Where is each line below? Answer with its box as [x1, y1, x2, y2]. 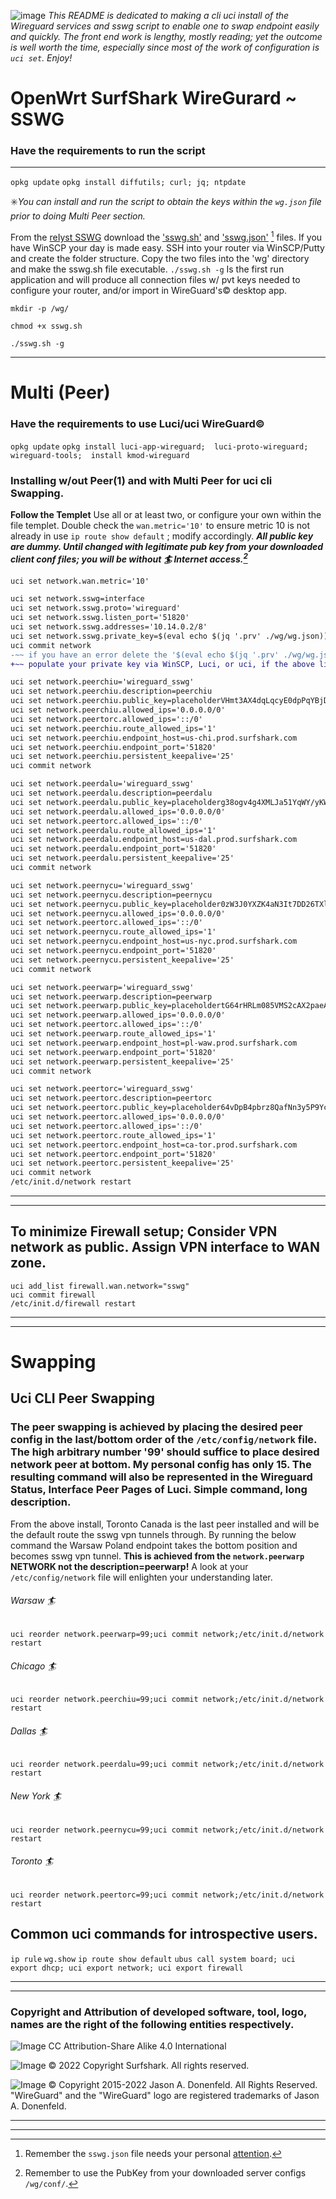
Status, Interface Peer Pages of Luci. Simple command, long [10, 1483, 308, 1497]
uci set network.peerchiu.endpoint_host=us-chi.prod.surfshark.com [10, 733, 298, 743]
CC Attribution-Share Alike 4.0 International [48, 2040, 227, 2052]
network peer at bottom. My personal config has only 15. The [10, 1458, 312, 1472]
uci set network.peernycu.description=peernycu [10, 890, 213, 900]
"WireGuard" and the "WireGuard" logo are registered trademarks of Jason [10, 2089, 320, 2101]
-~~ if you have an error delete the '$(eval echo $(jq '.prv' [10, 650, 280, 660]
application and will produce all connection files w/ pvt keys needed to [10, 274, 301, 286]
